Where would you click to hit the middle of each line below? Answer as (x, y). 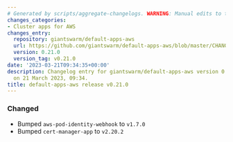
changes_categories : (37, 20)
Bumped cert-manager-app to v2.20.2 (70, 131)
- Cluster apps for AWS (42, 26)
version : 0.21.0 (37, 53)
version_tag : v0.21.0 (45, 59)
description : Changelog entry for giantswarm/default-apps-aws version (113, 71)
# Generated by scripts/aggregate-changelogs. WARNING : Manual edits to (114, 14)
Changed (23, 109)
